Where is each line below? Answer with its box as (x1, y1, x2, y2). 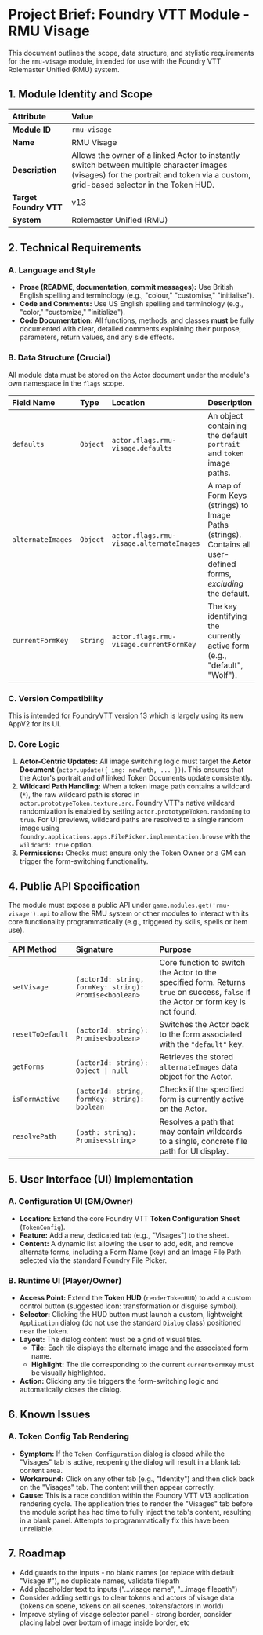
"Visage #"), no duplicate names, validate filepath (19, 1576, 180, 1586)
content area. (19, 1465, 63, 1475)
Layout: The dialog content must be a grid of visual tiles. (19, 1335, 202, 1344)
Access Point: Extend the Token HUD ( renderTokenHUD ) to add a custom (19, 1293, 252, 1303)
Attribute (12, 111, 47, 122)
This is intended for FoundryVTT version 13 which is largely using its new (8, 711, 244, 720)
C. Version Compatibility (8, 693, 103, 704)
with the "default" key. (159, 1039, 244, 1050)
